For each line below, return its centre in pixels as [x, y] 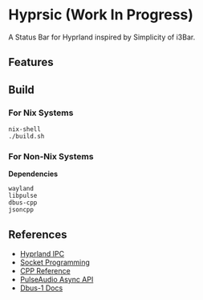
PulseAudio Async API [57, 280]
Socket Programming [55, 262]
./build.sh [26, 137]
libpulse [23, 196]
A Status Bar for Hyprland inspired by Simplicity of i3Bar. [102, 37]
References [38, 234]
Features [31, 62]
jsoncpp [21, 210]
